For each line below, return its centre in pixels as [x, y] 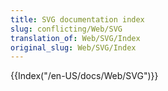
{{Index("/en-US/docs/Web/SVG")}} [84, 76]
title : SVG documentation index [77, 19]
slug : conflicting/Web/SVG [66, 29]
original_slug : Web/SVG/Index [73, 47]
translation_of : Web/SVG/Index [75, 38]
